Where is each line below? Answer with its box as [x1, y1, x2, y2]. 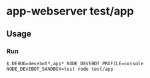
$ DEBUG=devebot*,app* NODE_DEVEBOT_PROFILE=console [6, 60, 144, 66]
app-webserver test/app [6, 4, 134, 18]
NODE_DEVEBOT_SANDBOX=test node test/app [6, 66, 114, 72]
